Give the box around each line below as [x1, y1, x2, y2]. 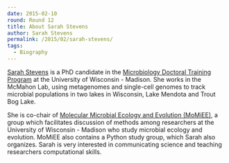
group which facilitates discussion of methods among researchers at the [7, 118, 214, 126]
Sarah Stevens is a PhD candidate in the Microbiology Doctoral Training [7, 67, 212, 76]
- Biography [13, 49, 49, 56]
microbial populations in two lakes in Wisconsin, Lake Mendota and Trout [7, 89, 217, 98]
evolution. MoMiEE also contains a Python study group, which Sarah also [7, 132, 216, 141]
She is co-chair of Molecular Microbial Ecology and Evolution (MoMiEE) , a [7, 110, 219, 119]
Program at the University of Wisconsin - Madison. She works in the [7, 75, 201, 83]
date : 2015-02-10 [7, 10, 58, 17]
